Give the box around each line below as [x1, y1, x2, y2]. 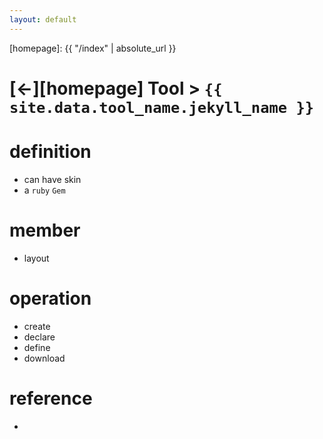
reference [9, 387, 93, 410]
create [23, 320, 51, 332]
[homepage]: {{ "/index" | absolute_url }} [9, 42, 177, 54]
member [9, 219, 81, 241]
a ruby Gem [23, 184, 66, 196]
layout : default [9, 14, 77, 25]
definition [9, 141, 92, 163]
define [23, 341, 51, 353]
